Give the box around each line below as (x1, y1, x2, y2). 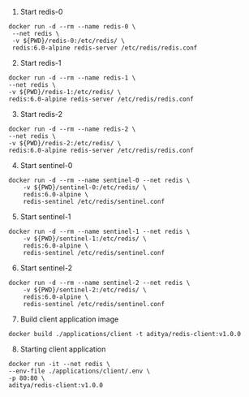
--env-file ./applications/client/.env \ (8, 367, 151, 375)
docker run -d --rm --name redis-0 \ (8, 23, 136, 31)
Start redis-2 (19, 110, 63, 119)
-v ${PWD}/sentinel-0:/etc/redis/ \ (23, 183, 148, 192)
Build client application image (19, 314, 119, 324)
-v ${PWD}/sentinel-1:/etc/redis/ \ (23, 235, 148, 243)
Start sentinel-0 (19, 161, 73, 170)
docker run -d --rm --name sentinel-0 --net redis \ (8, 176, 191, 184)
